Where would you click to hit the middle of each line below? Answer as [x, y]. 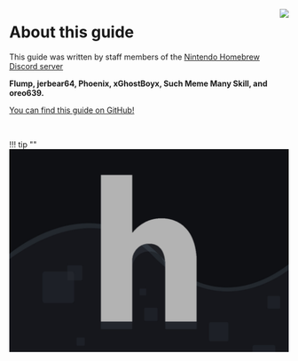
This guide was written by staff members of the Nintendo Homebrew [134, 57]
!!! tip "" [23, 144]
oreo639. [27, 92]
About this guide [72, 32]
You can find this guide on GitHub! [72, 110]
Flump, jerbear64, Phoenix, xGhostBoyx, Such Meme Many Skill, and [138, 83]
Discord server [36, 66]
